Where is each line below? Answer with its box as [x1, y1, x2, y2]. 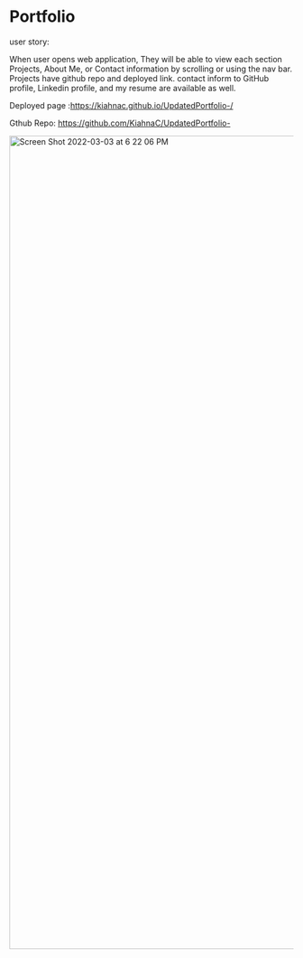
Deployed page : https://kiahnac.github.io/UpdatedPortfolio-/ [9, 99, 234, 110]
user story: [9, 36, 50, 47]
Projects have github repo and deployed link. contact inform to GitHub [9, 72, 270, 83]
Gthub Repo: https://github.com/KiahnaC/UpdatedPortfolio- [9, 117, 231, 128]
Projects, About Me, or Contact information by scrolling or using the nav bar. [9, 63, 293, 74]
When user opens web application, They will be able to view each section [9, 53, 282, 64]
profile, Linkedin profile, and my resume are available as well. [9, 82, 236, 93]
